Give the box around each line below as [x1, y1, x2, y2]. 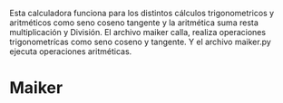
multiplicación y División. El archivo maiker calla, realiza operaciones [9, 27, 266, 37]
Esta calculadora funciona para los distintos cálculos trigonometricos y [9, 8, 275, 18]
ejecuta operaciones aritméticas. [9, 46, 132, 57]
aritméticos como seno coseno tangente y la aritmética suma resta [9, 17, 259, 28]
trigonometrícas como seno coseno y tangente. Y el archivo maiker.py [9, 36, 272, 47]
